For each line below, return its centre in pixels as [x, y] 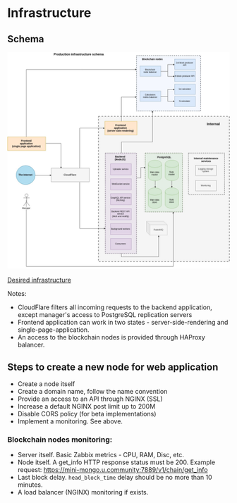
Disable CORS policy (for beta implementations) [87, 414]
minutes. [30, 485]
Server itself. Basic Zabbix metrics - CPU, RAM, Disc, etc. [101, 455]
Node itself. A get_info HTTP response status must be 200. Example [116, 462]
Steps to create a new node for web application [113, 367]
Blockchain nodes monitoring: [60, 440]
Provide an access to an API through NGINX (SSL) [90, 399]
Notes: [17, 294]
